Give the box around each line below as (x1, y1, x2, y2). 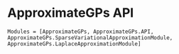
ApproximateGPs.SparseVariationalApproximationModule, (7, 34, 173, 41)
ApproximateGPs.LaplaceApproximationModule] (7, 40, 141, 47)
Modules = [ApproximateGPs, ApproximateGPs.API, (7, 28, 154, 35)
